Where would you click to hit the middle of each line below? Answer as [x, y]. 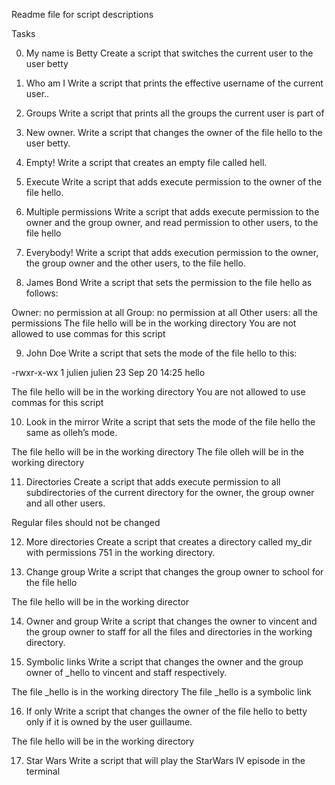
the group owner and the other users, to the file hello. [135, 263]
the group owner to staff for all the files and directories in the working [169, 632]
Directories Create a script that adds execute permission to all [153, 482]
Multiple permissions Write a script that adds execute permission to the [172, 212]
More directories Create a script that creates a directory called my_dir [169, 542]
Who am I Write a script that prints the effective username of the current [174, 83]
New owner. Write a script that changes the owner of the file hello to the [174, 132]
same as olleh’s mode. [71, 432]
